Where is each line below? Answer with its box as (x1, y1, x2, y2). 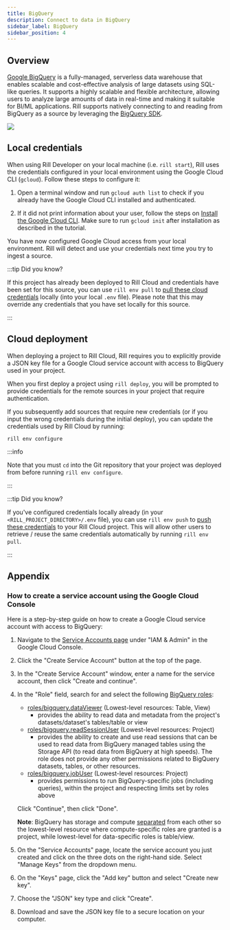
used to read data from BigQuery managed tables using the (37, 740, 206, 749)
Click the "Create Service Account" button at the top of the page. (16, 656, 202, 665)
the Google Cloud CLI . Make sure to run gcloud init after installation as (16, 216, 220, 224)
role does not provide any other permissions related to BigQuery (37, 755, 220, 763)
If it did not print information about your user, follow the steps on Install (16, 209, 218, 217)
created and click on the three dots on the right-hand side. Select (16, 853, 203, 861)
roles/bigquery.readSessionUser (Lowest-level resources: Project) (27, 726, 215, 734)
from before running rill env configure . (7, 468, 124, 476)
